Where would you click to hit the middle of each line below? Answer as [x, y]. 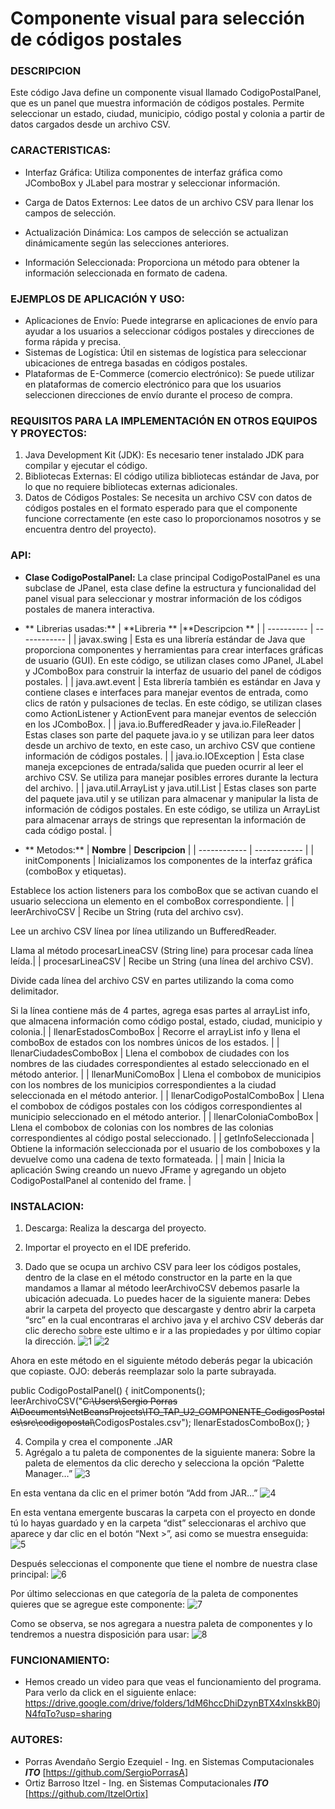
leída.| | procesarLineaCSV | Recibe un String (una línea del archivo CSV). [162, 961]
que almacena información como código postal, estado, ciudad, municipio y [166, 1021]
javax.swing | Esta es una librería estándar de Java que [192, 639]
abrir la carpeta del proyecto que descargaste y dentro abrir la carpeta [170, 1309]
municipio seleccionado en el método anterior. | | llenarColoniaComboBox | [164, 1116]
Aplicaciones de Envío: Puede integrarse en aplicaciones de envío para [171, 321]
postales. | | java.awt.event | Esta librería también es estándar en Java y [172, 681]
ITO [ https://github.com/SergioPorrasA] [106, 1772]
